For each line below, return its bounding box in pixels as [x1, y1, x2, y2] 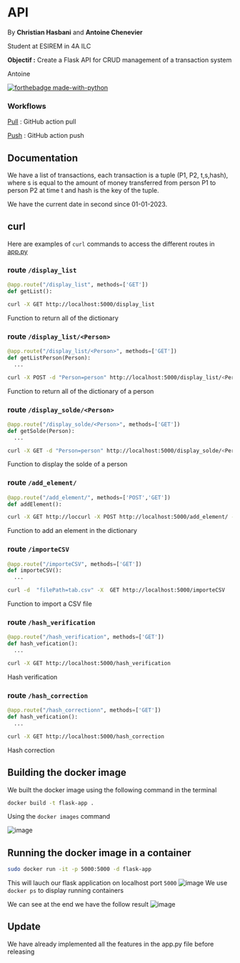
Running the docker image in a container [7, 847, 191, 859]
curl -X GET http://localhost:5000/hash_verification [7, 660, 171, 667]
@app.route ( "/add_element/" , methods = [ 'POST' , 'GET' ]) [7, 494, 171, 501]
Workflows [7, 101, 46, 111]
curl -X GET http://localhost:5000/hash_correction [7, 733, 164, 740]
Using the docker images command [7, 812, 111, 821]
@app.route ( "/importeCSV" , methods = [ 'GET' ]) [7, 560, 142, 568]
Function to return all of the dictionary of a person [7, 386, 154, 395]
